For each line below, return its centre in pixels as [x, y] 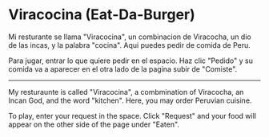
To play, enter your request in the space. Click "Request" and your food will [132, 115]
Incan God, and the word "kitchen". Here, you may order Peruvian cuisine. [130, 100]
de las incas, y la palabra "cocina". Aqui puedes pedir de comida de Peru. [129, 45]
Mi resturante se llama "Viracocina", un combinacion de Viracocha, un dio [130, 37]
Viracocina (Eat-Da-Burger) [102, 15]
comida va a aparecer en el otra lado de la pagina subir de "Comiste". [123, 68]
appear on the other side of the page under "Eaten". [94, 124]
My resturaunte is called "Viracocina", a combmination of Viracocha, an [126, 92]
